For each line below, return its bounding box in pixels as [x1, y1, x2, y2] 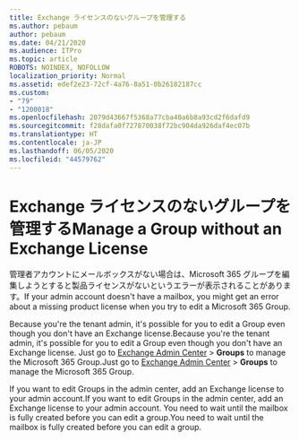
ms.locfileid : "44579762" [9, 154, 106, 164]
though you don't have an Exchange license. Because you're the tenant [9, 328, 270, 339]
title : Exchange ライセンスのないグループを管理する [9, 13, 186, 22]
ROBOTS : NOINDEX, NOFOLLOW [9, 64, 110, 73]
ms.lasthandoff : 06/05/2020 [9, 146, 115, 155]
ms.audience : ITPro [9, 47, 82, 56]
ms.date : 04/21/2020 [9, 38, 87, 48]
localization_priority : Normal [9, 72, 126, 81]
